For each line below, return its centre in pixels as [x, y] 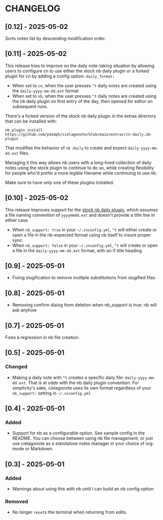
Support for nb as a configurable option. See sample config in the [78, 433]
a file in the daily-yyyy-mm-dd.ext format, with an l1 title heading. [78, 250]
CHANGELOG [33, 9]
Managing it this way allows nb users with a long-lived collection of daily [78, 162]
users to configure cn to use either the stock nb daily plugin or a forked [77, 71]
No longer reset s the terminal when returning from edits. [69, 512]
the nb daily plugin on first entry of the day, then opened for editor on [82, 101]
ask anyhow [24, 310]
